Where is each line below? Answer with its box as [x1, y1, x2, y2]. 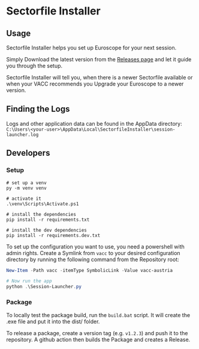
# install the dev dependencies [6, 227, 87, 233]
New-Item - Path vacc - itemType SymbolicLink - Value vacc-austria [6, 267, 173, 273]
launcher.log [6, 131, 39, 138]
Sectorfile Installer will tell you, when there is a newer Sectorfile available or [6, 74, 193, 81]
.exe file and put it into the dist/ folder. [6, 318, 100, 326]
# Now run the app [6, 278, 52, 284]
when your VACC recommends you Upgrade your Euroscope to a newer [6, 80, 184, 87]
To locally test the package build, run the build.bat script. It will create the [6, 312, 191, 319]
